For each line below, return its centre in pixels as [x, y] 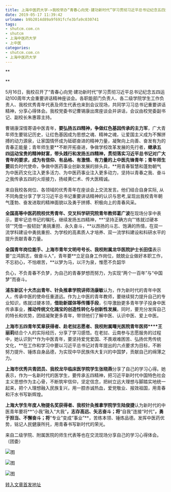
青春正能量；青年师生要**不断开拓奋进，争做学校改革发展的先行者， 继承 [81, 147]
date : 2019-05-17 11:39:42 [34, 15]
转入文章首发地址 [23, 485]
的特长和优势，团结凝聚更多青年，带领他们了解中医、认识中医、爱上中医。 [83, 316]
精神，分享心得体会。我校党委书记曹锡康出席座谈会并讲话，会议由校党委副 [83, 111]
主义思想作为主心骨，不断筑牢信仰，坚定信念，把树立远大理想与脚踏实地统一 [85, 382]
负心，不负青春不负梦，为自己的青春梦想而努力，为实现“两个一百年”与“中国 [84, 273]
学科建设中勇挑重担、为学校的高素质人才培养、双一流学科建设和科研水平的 [88, 232]
